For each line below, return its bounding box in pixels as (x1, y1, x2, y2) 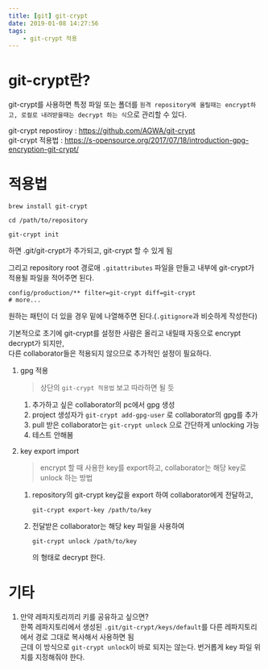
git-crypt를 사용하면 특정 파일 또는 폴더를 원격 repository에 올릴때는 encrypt (8, 100, 251, 110)
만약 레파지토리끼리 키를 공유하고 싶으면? (19, 612, 149, 621)
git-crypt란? (8, 72, 91, 89)
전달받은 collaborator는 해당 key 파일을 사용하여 (31, 521, 185, 531)
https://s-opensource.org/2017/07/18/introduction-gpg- (64, 135, 249, 145)
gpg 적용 (19, 366, 49, 376)
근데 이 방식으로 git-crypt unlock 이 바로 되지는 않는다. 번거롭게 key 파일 (19, 642, 253, 652)
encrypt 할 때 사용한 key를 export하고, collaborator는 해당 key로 (39, 463, 247, 472)
